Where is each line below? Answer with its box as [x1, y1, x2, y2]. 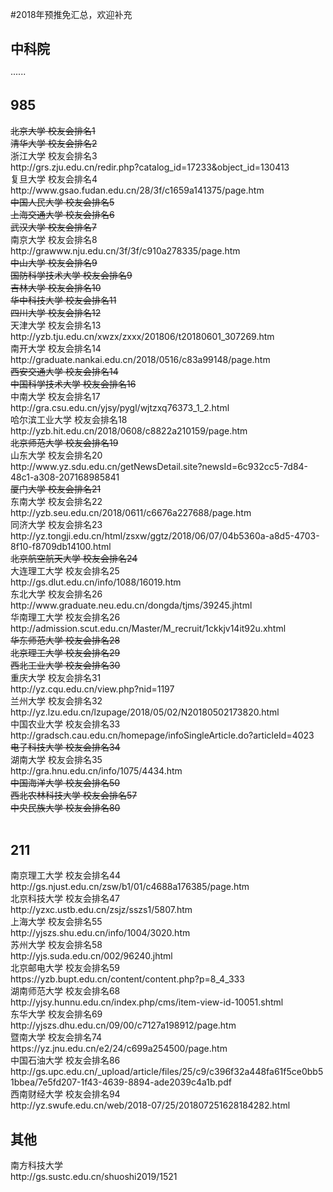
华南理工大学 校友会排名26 [10, 611, 121, 623]
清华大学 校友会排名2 [10, 137, 98, 149]
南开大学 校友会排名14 [10, 342, 102, 354]
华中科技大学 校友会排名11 [10, 294, 117, 306]
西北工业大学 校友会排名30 [10, 659, 121, 671]
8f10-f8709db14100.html [10, 540, 112, 552]
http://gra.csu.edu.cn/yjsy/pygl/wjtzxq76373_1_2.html [10, 401, 230, 413]
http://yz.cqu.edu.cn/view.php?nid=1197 [10, 683, 175, 695]
